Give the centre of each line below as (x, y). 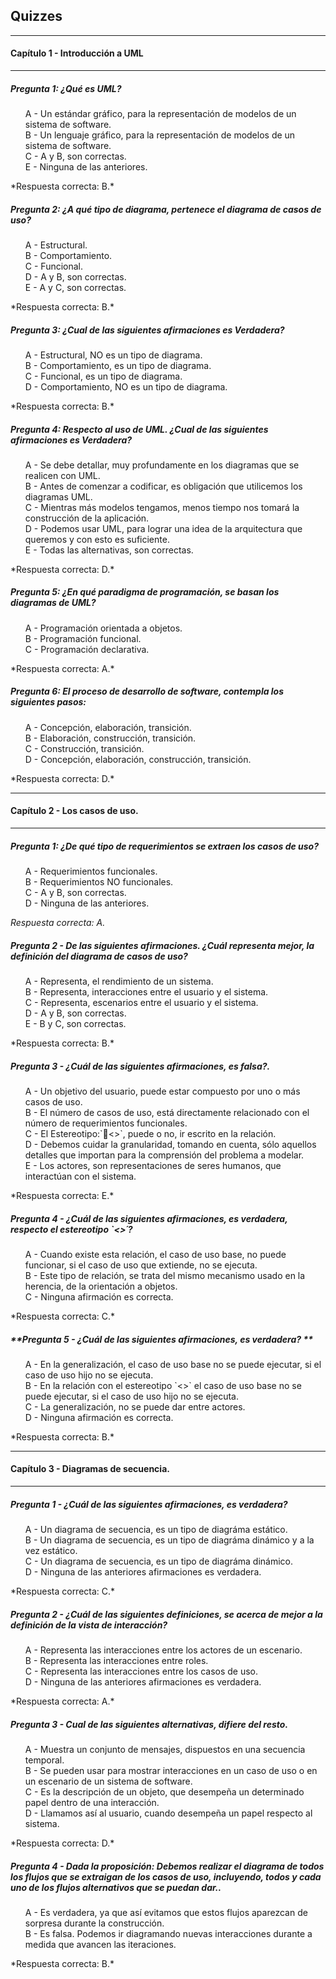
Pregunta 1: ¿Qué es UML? (66, 88)
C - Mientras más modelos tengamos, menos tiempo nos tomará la (162, 507)
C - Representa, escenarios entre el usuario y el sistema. (141, 1002)
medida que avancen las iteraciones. (100, 1944)
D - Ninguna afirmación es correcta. (99, 1417)
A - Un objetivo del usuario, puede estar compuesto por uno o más (162, 1091)
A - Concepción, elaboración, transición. (108, 727)
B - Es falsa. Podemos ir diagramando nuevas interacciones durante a (168, 1933)
